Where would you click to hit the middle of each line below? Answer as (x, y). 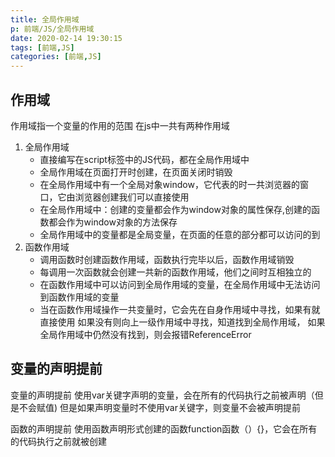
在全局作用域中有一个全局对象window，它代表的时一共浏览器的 (169, 184)
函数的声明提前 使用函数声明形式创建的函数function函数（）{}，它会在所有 (164, 428)
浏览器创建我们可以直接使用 (132, 197)
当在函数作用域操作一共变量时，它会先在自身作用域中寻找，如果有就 (180, 309)
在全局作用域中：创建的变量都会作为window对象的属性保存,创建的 (175, 209)
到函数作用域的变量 (79, 297)
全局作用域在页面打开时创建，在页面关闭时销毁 (136, 172)
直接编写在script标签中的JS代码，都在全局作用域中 (144, 159)
